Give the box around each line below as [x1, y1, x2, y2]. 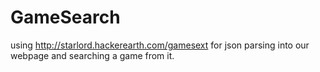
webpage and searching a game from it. [10, 49, 175, 61]
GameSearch [10, 6, 121, 29]
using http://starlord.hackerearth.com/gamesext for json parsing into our [10, 39, 310, 51]
